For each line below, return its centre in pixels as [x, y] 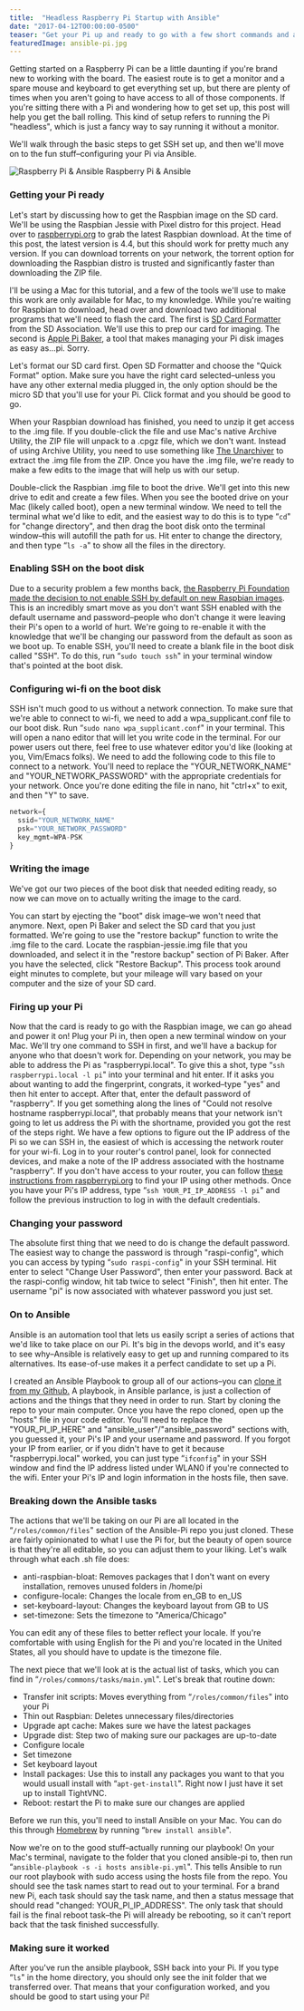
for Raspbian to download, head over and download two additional [133, 309]
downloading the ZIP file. [56, 272]
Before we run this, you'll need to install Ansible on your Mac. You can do [146, 1820]
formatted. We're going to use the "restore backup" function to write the [144, 935]
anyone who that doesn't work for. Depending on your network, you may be [151, 1055]
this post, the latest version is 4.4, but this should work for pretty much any [149, 243]
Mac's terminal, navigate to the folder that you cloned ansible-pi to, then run [151, 1857]
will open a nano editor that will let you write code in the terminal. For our [145, 738]
